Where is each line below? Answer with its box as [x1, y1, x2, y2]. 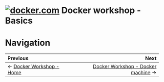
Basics [5, 15, 33, 26]
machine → [131, 69, 157, 76]
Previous [7, 55, 29, 62]
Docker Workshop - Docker [92, 63, 157, 70]
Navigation [5, 37, 50, 49]
